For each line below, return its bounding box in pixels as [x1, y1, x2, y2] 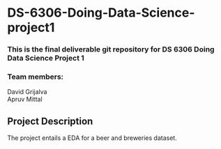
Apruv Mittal [7, 95, 43, 104]
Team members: [7, 72, 64, 81]
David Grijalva [7, 88, 47, 96]
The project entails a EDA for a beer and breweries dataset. [7, 134, 178, 142]
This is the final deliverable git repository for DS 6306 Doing [7, 45, 215, 54]
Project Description [7, 115, 93, 127]
